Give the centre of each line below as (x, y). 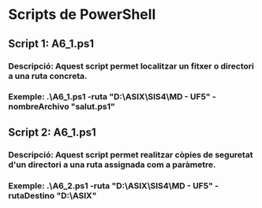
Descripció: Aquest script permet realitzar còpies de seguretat (131, 154)
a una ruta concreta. (48, 76)
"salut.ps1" (93, 106)
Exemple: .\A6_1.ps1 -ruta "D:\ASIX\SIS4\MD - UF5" (109, 97)
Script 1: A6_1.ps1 (51, 44)
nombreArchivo (39, 106)
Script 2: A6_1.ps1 (52, 132)
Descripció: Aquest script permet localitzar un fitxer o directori (131, 66)
